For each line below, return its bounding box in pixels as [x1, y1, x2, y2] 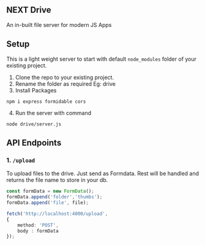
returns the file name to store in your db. [6, 176, 108, 184]
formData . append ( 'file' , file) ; [6, 200, 89, 206]
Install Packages [15, 86, 57, 94]
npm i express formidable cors [6, 98, 86, 105]
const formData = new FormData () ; [6, 188, 95, 195]
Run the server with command [15, 109, 92, 116]
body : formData [17, 228, 59, 234]
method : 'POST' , [17, 222, 59, 228]
